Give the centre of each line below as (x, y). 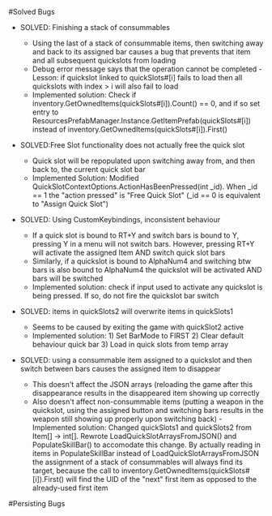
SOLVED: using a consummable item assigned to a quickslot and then (136, 360)
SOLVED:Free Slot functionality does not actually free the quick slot (132, 145)
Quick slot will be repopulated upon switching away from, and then (144, 161)
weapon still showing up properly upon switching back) (124, 419)
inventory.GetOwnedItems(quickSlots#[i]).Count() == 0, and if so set (146, 103)
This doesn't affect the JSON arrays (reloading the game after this (142, 384)
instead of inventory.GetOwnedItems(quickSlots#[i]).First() (130, 129)
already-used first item (70, 488)
